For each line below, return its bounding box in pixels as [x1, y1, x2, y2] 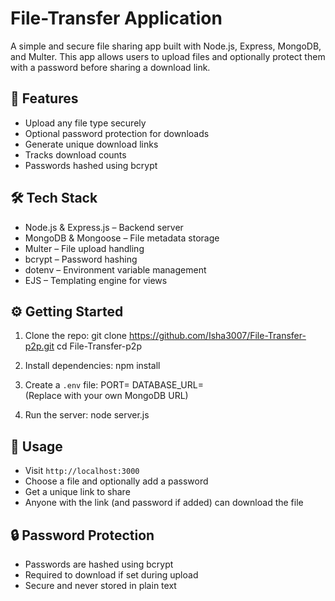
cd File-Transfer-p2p [56, 340, 142, 352]
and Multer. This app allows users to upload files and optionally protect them [10, 50, 326, 62]
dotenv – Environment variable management [24, 263, 207, 276]
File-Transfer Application [10, 7, 223, 30]
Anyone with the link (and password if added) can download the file [24, 497, 304, 509]
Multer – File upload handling [24, 242, 145, 254]
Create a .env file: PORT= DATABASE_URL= [24, 379, 204, 391]
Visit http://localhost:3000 [24, 465, 140, 477]
